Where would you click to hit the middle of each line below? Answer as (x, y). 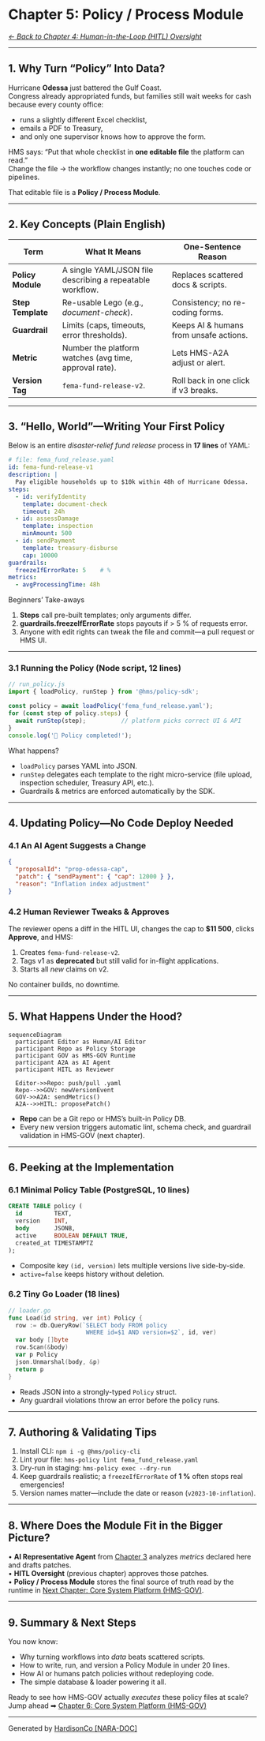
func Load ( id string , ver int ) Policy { (76, 1318)
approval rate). (89, 367)
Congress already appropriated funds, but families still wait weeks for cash (130, 95)
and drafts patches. (40, 1565)
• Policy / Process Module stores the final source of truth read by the (121, 1582)
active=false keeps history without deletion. (92, 1274)
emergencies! (42, 1485)
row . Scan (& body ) (42, 1347)
